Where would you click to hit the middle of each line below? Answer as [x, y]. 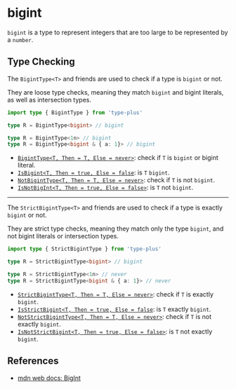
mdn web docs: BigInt [49, 378]
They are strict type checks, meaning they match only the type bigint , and [116, 228]
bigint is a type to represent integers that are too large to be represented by [118, 32]
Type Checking [41, 62]
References [33, 361]
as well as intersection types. [50, 100]
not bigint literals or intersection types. [63, 236]
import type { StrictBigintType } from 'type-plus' [84, 249]
